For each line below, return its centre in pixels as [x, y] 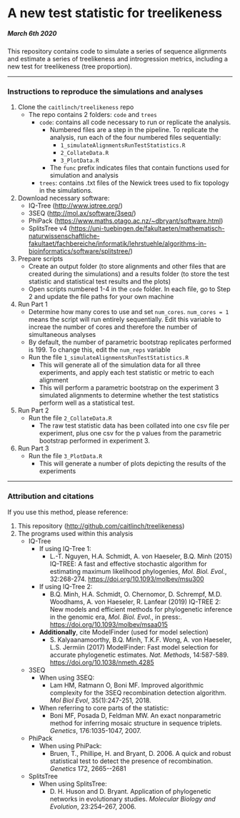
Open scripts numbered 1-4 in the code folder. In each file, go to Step [129, 289]
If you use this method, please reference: [68, 512]
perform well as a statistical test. [87, 403]
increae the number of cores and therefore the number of [113, 327]
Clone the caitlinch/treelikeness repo [76, 107]
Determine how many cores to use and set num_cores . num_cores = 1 [129, 312]
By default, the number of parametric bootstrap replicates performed [130, 342]
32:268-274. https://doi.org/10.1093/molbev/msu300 [127, 579]
